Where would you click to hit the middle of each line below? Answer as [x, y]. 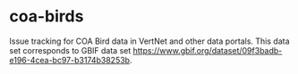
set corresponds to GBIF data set [70, 50]
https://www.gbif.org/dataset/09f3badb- [208, 50]
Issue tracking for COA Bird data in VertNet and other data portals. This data [149, 41]
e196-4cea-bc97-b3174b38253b [70, 60]
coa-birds [47, 16]
